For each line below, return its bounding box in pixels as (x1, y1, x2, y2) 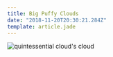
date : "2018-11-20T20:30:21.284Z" (7, 17, 107, 24)
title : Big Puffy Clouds (7, 10, 79, 17)
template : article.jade (7, 23, 76, 30)
